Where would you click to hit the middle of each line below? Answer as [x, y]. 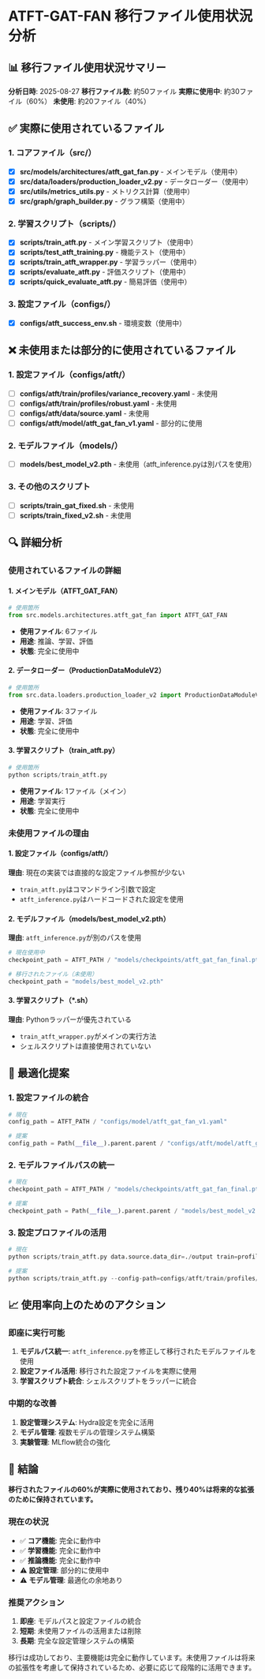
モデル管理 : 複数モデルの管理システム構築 [87, 1432]
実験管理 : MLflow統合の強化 [65, 1442]
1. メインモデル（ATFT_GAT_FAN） [65, 591]
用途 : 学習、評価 [46, 721]
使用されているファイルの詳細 [65, 570]
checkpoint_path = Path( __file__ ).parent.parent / [93, 1211]
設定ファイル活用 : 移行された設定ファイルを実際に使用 [108, 1371]
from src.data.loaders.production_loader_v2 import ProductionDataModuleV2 [135, 695]
